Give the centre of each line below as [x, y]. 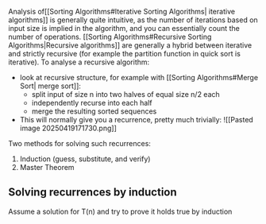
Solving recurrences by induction [93, 193]
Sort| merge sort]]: [50, 86]
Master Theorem [47, 167]
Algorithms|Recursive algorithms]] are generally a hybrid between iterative [130, 45]
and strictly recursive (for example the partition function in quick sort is [124, 54]
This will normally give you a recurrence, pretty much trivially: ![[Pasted [137, 120]
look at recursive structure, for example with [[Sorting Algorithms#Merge [139, 77]
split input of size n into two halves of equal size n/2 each [125, 94]
